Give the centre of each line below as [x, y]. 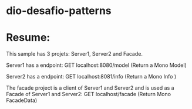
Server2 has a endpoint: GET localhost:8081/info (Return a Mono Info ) [91, 77]
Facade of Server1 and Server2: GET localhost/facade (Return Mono [89, 94]
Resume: [28, 38]
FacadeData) [22, 100]
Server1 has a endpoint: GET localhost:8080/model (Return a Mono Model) [96, 65]
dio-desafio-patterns [59, 11]
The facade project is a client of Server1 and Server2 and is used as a [90, 88]
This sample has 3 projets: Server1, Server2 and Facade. [74, 54]
